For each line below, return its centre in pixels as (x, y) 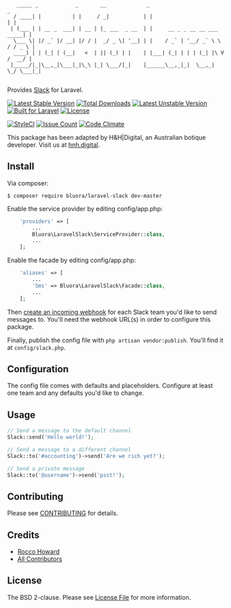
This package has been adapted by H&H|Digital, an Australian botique (107, 137)
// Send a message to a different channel (69, 450)
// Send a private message (46, 468)
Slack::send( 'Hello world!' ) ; (51, 437)
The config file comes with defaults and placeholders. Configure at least (110, 386)
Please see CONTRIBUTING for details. (63, 513)
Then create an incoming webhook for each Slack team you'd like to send (112, 312)
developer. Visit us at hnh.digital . (54, 145)
